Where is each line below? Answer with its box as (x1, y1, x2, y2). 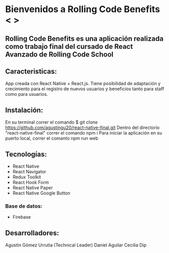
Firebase (12, 214, 31, 220)
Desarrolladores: (5, 228, 60, 237)
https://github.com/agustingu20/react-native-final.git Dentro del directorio (5, 124, 160, 131)
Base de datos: (5, 203, 43, 210)
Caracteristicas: (5, 67, 57, 76)
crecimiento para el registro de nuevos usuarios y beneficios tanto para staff (5, 86, 164, 92)
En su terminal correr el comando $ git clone (5, 119, 98, 125)
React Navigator (12, 169, 46, 175)
